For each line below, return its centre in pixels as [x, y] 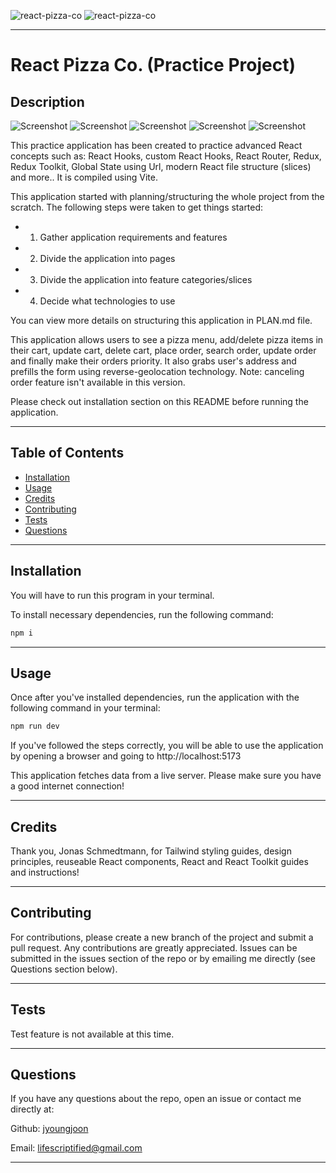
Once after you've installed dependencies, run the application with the [155, 697]
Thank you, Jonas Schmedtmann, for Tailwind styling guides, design [151, 851]
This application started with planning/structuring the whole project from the [167, 196]
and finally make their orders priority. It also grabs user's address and [153, 361]
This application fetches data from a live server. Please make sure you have [166, 776]
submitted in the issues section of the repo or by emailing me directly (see [163, 958]
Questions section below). [64, 969]
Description [47, 101]
